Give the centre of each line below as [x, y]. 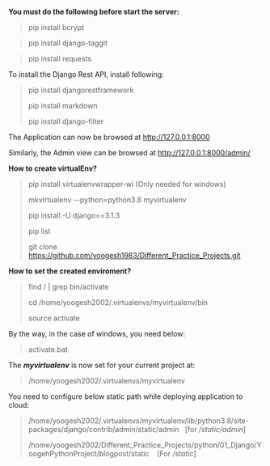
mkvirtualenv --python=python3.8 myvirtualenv [108, 200]
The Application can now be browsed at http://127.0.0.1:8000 [109, 137]
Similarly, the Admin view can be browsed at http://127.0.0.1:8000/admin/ [129, 153]
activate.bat [48, 349]
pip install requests [59, 59]
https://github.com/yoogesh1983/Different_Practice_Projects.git [134, 255]
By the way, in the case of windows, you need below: [97, 334]
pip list [39, 231]
